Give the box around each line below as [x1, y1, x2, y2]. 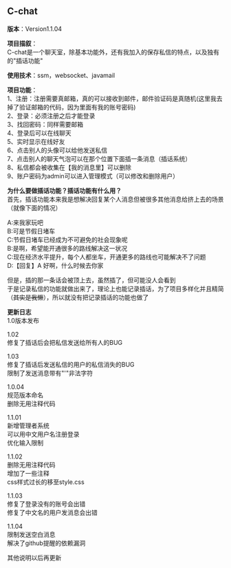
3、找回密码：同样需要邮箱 [7, 120, 84, 128]
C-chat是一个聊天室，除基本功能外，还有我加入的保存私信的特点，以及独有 [7, 48, 220, 56]
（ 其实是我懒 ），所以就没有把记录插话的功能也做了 [7, 293, 149, 302]
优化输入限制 [7, 439, 43, 447]
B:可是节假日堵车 [7, 227, 56, 235]
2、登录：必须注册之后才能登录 [7, 112, 96, 120]
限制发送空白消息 [7, 530, 56, 538]
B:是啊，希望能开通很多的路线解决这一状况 [7, 244, 128, 252]
